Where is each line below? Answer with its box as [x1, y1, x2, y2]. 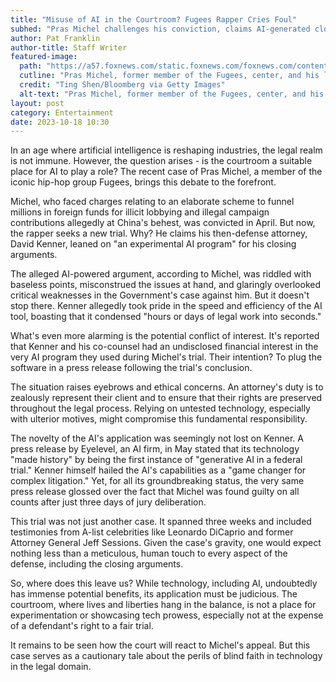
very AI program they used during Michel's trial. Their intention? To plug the [10, 351, 323, 363]
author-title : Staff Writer [10, 42, 128, 53]
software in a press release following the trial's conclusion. [10, 362, 253, 374]
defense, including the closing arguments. [10, 558, 184, 570]
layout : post [10, 98, 65, 108]
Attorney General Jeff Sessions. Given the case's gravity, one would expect [10, 537, 322, 549]
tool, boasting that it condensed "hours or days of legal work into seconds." [10, 311, 322, 323]
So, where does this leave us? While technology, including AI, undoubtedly [10, 577, 318, 590]
